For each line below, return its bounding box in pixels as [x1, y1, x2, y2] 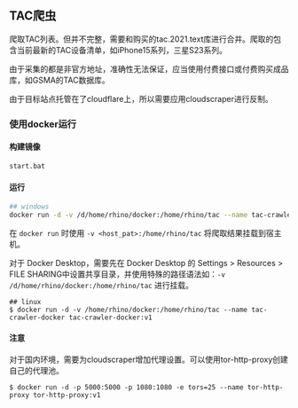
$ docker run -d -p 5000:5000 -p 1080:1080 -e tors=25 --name [9, 382, 244, 392]
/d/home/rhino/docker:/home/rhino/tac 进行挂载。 [9, 279, 193, 290]
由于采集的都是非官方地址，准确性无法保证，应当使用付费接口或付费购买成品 [9, 63, 289, 74]
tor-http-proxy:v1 [32, 390, 101, 399]
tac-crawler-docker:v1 [68, 313, 153, 322]
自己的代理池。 [9, 365, 64, 375]
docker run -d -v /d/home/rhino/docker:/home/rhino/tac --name [9, 210, 248, 219]
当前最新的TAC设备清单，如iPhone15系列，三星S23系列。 [16, 44, 228, 55]
